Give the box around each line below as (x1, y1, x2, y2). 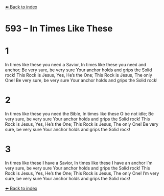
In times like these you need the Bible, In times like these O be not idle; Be (5, 111, 154, 117)
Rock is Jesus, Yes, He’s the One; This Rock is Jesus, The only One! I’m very (5, 170, 159, 176)
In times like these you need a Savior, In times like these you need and (5, 62, 146, 68)
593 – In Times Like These (5, 23, 113, 34)
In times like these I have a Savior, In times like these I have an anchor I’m (5, 160, 153, 166)
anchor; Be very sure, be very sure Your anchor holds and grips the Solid (5, 67, 152, 73)
